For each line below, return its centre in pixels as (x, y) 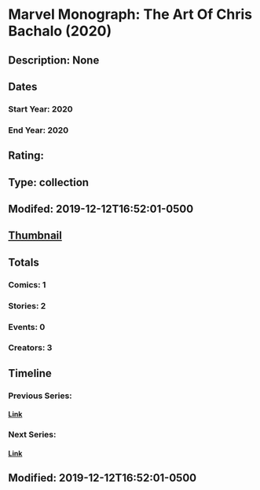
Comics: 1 (27, 284)
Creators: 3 (30, 348)
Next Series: (32, 435)
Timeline (30, 373)
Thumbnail (35, 236)
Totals (24, 262)
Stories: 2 (27, 305)
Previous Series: (40, 396)
